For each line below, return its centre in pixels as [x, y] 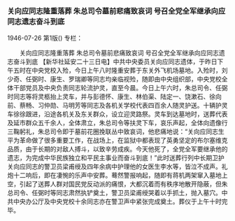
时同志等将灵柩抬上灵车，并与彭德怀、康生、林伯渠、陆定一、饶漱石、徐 [111, 97]
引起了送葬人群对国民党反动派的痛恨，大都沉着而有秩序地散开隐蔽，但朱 [123, 184]
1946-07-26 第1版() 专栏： [45, 38]
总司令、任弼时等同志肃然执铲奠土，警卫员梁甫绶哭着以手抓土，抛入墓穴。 [114, 193]
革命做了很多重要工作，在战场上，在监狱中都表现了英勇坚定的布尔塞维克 [123, 141]
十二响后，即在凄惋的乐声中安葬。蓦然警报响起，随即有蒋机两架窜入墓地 [117, 176]
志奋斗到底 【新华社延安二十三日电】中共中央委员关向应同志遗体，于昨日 [112, 62]
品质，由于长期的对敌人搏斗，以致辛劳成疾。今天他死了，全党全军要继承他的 [117, 149]
